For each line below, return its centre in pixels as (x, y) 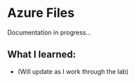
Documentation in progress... (49, 32)
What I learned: (41, 55)
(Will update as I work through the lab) (73, 71)
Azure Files (41, 13)
